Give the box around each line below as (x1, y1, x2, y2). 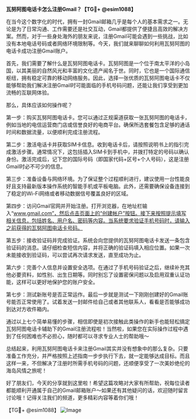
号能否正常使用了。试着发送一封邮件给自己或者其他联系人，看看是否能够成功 (6, 298, 190, 305)
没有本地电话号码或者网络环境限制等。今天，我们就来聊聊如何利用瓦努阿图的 (6, 40, 190, 47)
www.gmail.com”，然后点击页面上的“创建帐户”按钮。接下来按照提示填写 (13, 210, 187, 217)
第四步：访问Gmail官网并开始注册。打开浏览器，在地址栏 (6, 202, 143, 209)
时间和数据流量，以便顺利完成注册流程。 (6, 129, 103, 135)
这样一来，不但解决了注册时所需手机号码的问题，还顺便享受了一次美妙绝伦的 (6, 360, 190, 366)
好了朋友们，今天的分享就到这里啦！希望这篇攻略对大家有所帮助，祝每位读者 (6, 380, 190, 386)
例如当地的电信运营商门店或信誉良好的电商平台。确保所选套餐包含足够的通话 (6, 121, 190, 128)
